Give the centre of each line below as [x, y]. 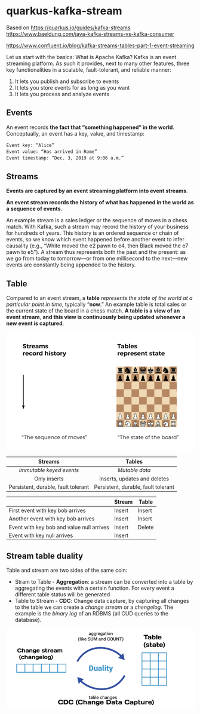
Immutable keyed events [49, 470]
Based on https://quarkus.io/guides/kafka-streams [68, 27]
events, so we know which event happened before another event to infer [96, 240]
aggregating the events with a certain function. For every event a [94, 588]
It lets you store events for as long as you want [72, 87]
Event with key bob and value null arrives [59, 527]
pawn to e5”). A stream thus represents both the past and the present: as [96, 252]
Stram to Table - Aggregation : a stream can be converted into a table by [104, 582]
